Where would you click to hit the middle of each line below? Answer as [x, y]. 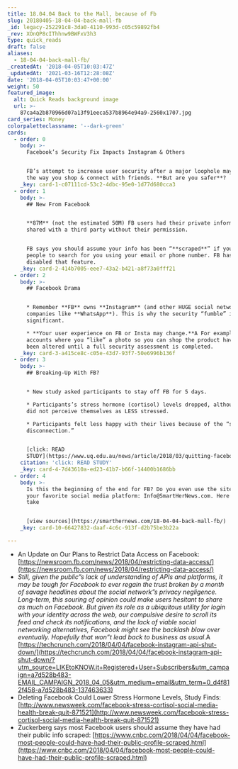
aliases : [20, 54]
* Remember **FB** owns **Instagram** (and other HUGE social [120, 308]
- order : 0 [30, 139]
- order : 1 [30, 191]
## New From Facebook [58, 204]
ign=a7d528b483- [44, 675]
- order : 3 [30, 360]
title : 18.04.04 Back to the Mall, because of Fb [82, 14]
